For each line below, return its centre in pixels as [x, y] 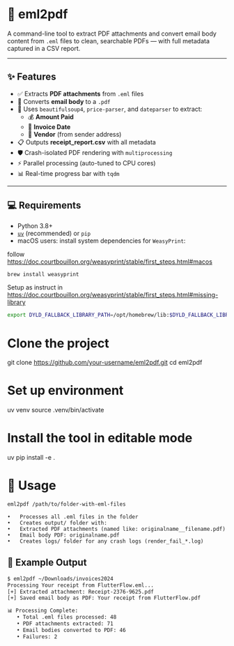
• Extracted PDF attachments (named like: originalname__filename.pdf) [117, 529]
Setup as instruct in [35, 287]
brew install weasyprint [43, 274]
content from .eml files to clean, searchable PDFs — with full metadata [109, 40]
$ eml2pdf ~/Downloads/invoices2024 [60, 578]
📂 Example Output [47, 563]
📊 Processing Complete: [43, 611]
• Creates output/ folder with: [57, 523]
